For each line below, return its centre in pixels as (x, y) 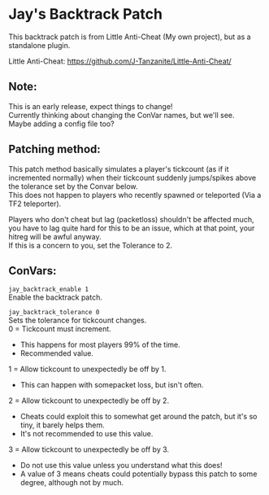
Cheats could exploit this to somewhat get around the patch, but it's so (139, 417)
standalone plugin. (39, 45)
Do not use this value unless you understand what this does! (121, 466)
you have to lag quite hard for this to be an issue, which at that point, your (132, 228)
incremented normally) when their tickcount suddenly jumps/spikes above (132, 177)
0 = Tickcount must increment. (60, 329)
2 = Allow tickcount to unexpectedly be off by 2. (89, 401)
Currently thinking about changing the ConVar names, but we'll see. (121, 115)
